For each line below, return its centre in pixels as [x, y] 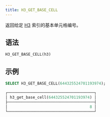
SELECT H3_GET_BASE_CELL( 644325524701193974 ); [56, 84]
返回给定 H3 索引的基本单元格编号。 [43, 25]
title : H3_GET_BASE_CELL [32, 10]
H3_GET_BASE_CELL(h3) [28, 54]
